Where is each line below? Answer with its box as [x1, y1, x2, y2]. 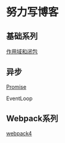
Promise [6, 83, 27, 90]
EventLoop [6, 95, 33, 102]
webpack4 [6, 129, 32, 137]
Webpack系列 [6, 114, 58, 124]
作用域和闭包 [6, 48, 38, 55]
